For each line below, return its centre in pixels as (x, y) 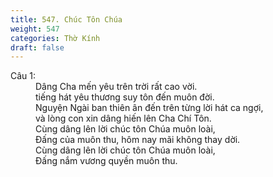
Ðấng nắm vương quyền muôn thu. (106, 161)
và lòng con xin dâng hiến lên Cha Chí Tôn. (123, 118)
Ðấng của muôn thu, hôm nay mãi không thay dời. (138, 140)
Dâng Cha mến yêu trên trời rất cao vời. (116, 87)
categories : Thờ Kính (55, 38)
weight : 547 (35, 29)
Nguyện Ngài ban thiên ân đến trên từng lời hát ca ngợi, (149, 108)
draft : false (37, 47)
